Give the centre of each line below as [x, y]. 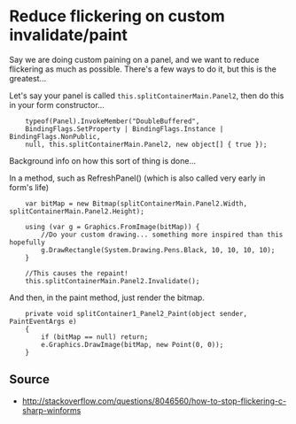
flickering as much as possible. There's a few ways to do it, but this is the [143, 69]
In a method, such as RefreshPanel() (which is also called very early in [137, 178]
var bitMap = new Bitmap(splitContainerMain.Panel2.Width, [136, 204]
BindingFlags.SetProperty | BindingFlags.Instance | [125, 129]
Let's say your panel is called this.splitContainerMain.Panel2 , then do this [147, 96]
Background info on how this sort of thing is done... [103, 160]
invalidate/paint [69, 35]
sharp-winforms [51, 410]
